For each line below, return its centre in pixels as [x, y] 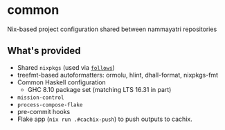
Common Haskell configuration [61, 82]
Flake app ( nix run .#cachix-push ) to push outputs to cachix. [105, 119]
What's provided [44, 51]
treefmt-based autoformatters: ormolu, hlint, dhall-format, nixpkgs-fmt [118, 75]
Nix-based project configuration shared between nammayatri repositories [112, 29]
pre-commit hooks [44, 111]
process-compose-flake [50, 105]
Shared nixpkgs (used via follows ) [66, 67]
